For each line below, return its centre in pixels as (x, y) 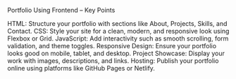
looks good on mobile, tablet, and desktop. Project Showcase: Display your (116, 53)
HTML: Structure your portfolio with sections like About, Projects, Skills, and (117, 23)
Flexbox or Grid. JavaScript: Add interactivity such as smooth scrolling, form (118, 38)
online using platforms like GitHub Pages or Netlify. (81, 68)
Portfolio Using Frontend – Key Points (61, 10)
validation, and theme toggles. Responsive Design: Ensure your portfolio (112, 46)
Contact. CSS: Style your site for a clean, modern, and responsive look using (118, 31)
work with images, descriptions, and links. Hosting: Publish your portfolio (113, 61)
